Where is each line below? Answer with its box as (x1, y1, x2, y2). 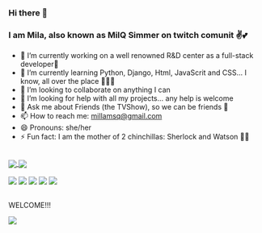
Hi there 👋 (8, 7, 49, 19)
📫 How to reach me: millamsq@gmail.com (19, 111, 163, 121)
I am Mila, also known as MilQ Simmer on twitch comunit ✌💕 (8, 29, 248, 40)
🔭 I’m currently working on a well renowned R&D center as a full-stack (19, 51, 254, 60)
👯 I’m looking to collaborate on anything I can (19, 85, 171, 95)
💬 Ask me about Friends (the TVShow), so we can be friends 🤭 (19, 102, 229, 112)
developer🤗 (19, 60, 59, 69)
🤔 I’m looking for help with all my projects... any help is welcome (19, 94, 234, 103)
